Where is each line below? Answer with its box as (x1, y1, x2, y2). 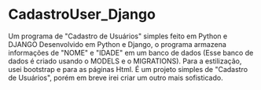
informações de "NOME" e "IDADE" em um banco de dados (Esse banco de (8, 48, 254, 57)
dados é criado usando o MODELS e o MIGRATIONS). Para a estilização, (8, 56, 242, 66)
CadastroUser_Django (8, 5, 156, 23)
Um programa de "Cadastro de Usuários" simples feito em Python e (8, 31, 228, 41)
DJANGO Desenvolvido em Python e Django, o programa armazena (8, 39, 226, 49)
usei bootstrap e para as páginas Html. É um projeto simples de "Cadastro (8, 64, 248, 74)
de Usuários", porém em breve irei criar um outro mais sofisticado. (8, 73, 223, 82)
